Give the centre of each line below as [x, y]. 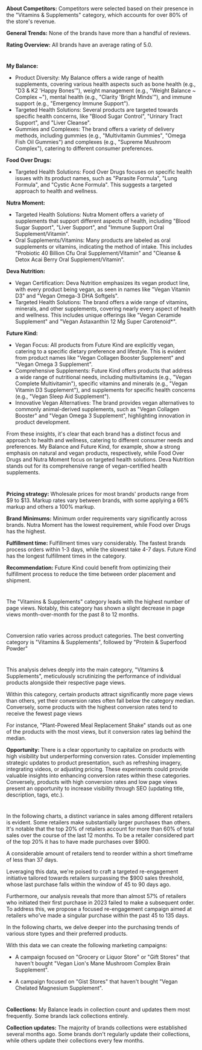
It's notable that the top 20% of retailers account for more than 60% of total [100, 829]
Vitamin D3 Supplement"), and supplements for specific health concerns [105, 390]
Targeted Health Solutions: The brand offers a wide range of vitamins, [102, 302]
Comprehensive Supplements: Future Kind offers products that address [104, 371]
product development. [43, 422]
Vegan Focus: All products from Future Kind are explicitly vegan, [95, 345]
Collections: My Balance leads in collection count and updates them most [98, 1009]
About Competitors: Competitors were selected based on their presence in [100, 8]
